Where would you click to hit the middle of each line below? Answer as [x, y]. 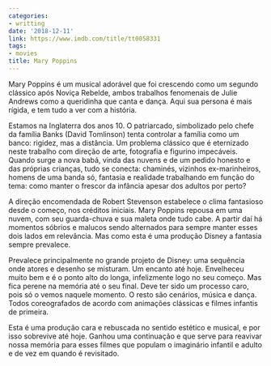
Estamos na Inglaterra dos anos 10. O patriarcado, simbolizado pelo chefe [131, 126]
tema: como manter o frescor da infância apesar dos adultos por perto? [127, 185]
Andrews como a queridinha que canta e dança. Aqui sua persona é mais [130, 101]
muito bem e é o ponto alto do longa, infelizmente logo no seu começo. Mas [135, 277]
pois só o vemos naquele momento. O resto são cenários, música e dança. [133, 294]
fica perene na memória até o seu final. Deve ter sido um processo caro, [129, 286]
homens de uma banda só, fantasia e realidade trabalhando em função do [131, 177]
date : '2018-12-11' [41, 31]
